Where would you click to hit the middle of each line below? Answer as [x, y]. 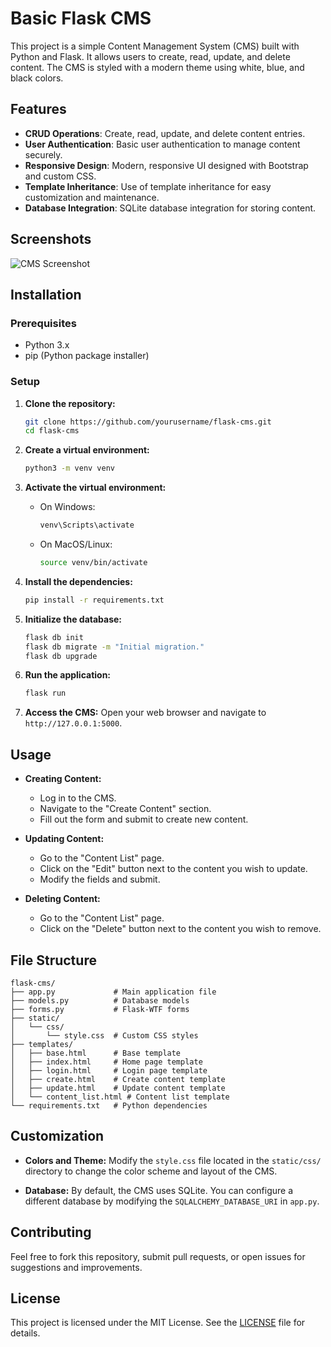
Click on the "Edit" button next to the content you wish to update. [173, 869]
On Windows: [67, 507]
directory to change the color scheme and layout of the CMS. [151, 1171]
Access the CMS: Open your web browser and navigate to [145, 713]
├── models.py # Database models [100, 1000]
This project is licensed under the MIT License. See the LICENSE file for [158, 1323]
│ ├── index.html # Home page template [106, 1062]
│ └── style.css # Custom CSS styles [104, 1035]
